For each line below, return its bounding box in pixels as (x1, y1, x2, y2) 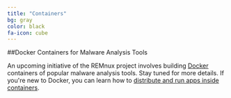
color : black (7, 23, 45, 30)
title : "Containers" (7, 10, 67, 17)
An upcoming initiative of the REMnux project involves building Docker (7, 61, 209, 70)
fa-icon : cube (7, 29, 49, 37)
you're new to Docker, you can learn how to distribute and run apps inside (7, 77, 219, 85)
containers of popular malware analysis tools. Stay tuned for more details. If (7, 69, 225, 77)
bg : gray (7, 17, 33, 23)
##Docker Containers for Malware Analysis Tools (7, 48, 148, 57)
